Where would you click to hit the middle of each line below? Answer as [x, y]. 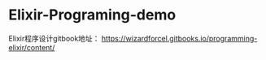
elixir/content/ [32, 47]
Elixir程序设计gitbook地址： [54, 38]
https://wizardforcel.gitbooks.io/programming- [179, 38]
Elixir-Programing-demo [92, 15]
